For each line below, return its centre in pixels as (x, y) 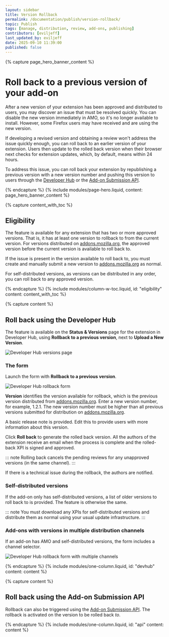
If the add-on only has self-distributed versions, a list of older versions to (81, 497)
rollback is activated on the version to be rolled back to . (63, 615)
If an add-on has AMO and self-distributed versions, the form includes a (80, 541)
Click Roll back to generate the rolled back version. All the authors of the (81, 437)
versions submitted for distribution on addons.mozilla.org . (65, 412)
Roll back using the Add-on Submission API (75, 597)
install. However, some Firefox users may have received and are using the (82, 123)
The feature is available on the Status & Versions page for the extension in (83, 332)
